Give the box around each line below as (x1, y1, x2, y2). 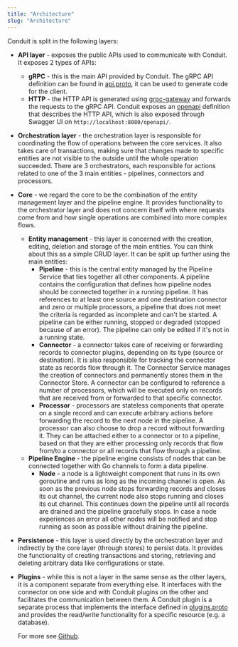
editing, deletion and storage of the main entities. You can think (28, 242, 214, 250)
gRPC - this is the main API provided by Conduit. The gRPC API (28, 72, 214, 81)
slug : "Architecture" (7, 17, 72, 24)
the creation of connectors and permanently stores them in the (38, 371, 223, 379)
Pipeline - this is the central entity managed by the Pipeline (38, 264, 213, 273)
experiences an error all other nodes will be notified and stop (38, 514, 218, 523)
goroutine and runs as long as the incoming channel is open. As (38, 477, 225, 485)
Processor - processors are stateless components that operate (38, 400, 225, 410)
